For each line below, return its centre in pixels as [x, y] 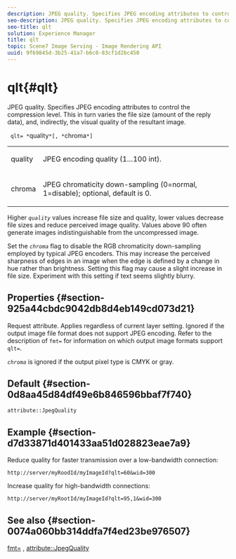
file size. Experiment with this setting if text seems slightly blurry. [101, 276]
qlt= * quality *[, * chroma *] [52, 135]
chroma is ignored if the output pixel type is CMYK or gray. [91, 361]
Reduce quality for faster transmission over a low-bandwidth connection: [113, 460]
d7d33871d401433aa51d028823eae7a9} [99, 443]
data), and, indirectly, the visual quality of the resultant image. [97, 122]
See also [26, 520]
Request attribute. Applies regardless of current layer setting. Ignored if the [116, 325]
